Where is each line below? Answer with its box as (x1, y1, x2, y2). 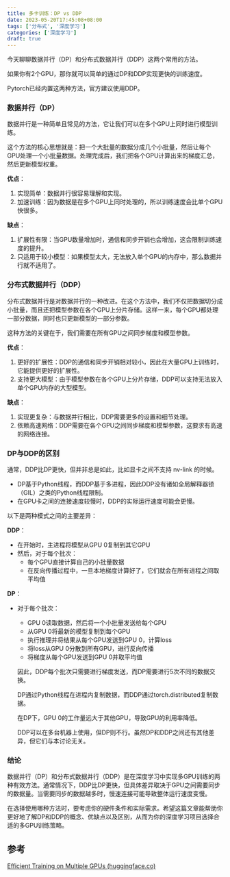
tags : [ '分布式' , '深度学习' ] (7, 23, 86, 29)
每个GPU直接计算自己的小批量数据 (27, 558, 125, 566)
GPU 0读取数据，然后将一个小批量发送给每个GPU (27, 619, 166, 627)
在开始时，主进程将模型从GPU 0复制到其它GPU (16, 541, 151, 549)
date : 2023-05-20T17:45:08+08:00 (7, 16, 103, 23)
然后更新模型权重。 (7, 160, 62, 169)
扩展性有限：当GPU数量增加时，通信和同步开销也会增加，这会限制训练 (16, 236, 216, 244)
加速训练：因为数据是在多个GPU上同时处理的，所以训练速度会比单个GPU (16, 198, 223, 206)
